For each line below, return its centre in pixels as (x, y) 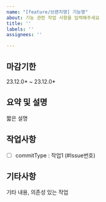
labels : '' (20, 29)
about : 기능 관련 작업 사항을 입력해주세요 (53, 18)
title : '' (19, 23)
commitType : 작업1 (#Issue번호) (55, 155)
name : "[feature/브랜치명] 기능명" (47, 12)
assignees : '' (25, 35)
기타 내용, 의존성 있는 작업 (37, 192)
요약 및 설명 (27, 103)
